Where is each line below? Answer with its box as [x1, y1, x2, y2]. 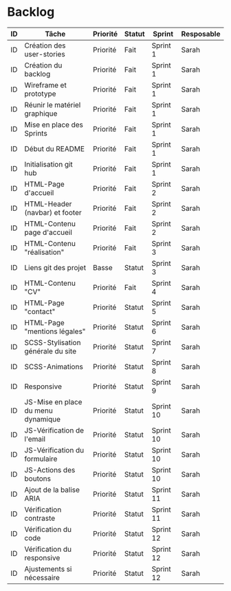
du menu [24, 406, 53, 415]
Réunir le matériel [24, 100, 81, 110]
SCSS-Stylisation [24, 338, 81, 347]
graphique [24, 108, 58, 118]
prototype [24, 89, 56, 98]
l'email [24, 434, 46, 444]
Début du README [24, 144, 85, 154]
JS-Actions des [24, 465, 76, 475]
